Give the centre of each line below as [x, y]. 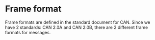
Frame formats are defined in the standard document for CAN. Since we [78, 22]
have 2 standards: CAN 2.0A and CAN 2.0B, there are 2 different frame [77, 27]
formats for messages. [28, 32]
